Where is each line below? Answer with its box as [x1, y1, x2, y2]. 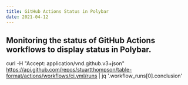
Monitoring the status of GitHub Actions [6, 36, 156, 45]
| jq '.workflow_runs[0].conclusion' [98, 72, 183, 79]
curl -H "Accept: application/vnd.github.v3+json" [6, 60, 125, 67]
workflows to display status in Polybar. [6, 44, 152, 54]
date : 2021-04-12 [6, 14, 49, 20]
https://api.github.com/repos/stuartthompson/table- [6, 66, 132, 73]
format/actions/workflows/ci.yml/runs [6, 72, 98, 79]
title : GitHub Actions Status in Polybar [6, 8, 109, 15]
